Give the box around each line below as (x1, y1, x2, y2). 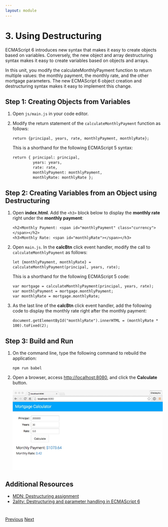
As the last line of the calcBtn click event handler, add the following (12, 302, 151, 308)
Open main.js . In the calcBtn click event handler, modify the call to (12, 244, 150, 250)
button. (12, 380, 27, 385)
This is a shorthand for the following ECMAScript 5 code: (12, 273, 130, 279)
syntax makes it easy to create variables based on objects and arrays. (5, 57, 149, 63)
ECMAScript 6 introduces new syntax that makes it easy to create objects (5, 46, 156, 52)
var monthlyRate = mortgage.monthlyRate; (12, 294, 100, 299)
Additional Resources (5, 480, 73, 488)
